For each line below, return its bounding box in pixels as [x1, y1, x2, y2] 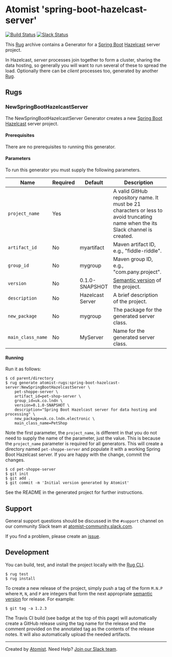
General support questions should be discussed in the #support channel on [5, 518, 164, 524]
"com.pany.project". [113, 268, 162, 275]
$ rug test [5, 571, 29, 576]
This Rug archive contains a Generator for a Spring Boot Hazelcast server [5, 41, 160, 47]
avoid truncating [113, 213, 153, 221]
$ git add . [5, 476, 31, 481]
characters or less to [113, 207, 163, 214]
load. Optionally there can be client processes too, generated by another [5, 68, 159, 74]
